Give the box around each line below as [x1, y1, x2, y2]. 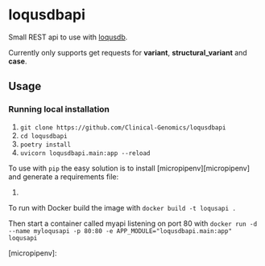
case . [8, 56, 27, 66]
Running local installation [8, 104, 110, 115]
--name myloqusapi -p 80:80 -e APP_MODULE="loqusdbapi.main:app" [8, 227, 232, 235]
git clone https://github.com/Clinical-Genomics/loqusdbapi [19, 123, 226, 132]
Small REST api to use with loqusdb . [8, 32, 128, 42]
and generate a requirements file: [8, 171, 119, 182]
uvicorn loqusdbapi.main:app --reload [19, 149, 151, 158]
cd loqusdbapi [19, 132, 68, 140]
